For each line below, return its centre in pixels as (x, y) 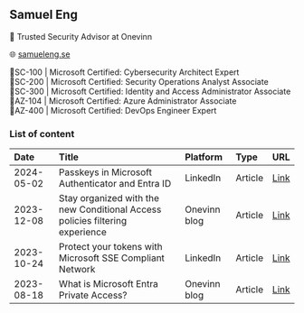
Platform (204, 157)
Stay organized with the (109, 198)
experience (82, 232)
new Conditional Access (110, 209)
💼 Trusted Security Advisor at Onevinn (81, 36)
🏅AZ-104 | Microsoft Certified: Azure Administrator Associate (123, 101)
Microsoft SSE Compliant (112, 258)
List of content (42, 133)
